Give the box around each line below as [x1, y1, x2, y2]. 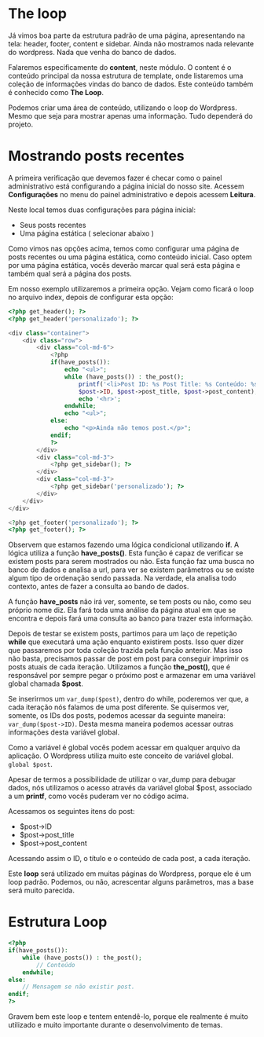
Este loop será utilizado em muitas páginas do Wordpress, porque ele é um [8, 869, 251, 878]
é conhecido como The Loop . [8, 87, 104, 97]
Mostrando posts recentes [8, 147, 185, 165]
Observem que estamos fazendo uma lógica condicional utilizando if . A [8, 540, 240, 550]
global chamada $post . [8, 679, 84, 688]
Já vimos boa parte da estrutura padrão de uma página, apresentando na [8, 31, 246, 40]
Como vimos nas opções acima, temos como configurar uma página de [8, 244, 240, 253]
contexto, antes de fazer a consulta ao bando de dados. [8, 582, 189, 592]
